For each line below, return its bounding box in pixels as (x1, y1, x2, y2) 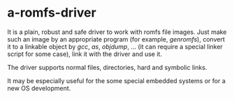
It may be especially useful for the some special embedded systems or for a (7, 76, 226, 84)
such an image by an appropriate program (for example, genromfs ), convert (7, 35, 225, 43)
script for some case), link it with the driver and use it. (7, 50, 163, 58)
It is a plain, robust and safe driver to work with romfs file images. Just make (7, 28, 227, 36)
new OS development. (7, 84, 71, 92)
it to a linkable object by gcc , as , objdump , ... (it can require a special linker (7, 42, 224, 51)
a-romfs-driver (7, 5, 96, 21)
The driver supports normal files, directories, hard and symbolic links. (7, 63, 207, 71)
